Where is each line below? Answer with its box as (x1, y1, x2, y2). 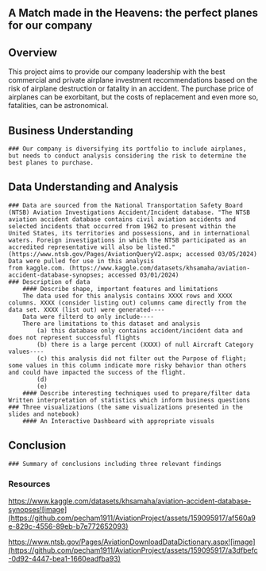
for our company (8, 19, 93, 33)
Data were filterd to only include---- (22, 313, 155, 320)
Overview (8, 45, 58, 59)
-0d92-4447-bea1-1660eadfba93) (8, 554, 121, 563)
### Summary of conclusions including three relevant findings (8, 460, 222, 468)
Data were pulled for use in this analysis (8, 257, 155, 265)
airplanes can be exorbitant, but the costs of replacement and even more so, (8, 92, 259, 102)
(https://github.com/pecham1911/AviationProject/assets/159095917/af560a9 (8, 513, 256, 522)
